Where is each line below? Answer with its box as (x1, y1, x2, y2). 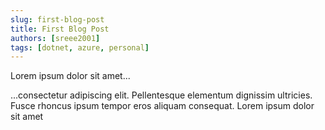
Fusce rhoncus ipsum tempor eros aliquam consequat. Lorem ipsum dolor (10, 100, 315, 112)
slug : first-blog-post (10, 14, 105, 25)
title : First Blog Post (10, 24, 110, 34)
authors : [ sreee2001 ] (10, 33, 101, 43)
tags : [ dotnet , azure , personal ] (10, 42, 150, 53)
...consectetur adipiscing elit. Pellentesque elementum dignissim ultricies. (10, 89, 313, 101)
